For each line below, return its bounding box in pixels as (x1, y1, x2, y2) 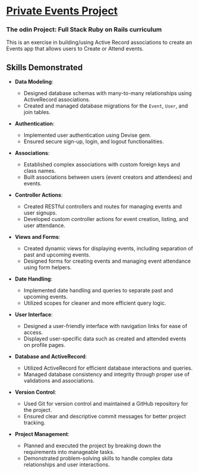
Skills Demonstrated (6, 62, 83, 72)
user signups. (23, 209, 58, 216)
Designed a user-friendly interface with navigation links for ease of (23, 323, 188, 330)
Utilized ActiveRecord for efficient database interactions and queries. (23, 364, 193, 372)
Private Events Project (6, 4, 118, 18)
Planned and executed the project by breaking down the (23, 442, 162, 449)
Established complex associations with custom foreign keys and (23, 161, 180, 168)
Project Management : (14, 431, 70, 438)
